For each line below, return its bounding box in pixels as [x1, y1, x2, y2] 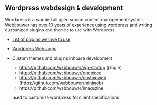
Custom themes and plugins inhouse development [12, 55, 112, 61]
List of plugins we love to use [12, 36, 71, 42]
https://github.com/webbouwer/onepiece [19, 70, 102, 75]
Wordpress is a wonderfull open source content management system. [5, 16, 144, 22]
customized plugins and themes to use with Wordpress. [5, 27, 116, 33]
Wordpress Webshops [12, 45, 57, 51]
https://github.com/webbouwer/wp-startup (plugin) [19, 64, 122, 70]
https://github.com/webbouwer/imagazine [19, 85, 104, 91]
